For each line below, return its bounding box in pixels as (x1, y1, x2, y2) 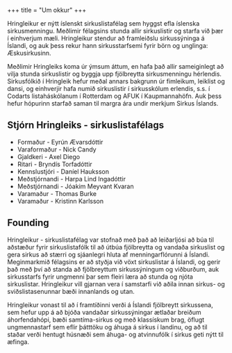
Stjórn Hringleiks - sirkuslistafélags (7, 120, 165, 131)
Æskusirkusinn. (7, 49, 51, 57)
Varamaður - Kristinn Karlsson (17, 197, 104, 205)
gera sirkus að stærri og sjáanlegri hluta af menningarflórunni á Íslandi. (7, 250, 210, 258)
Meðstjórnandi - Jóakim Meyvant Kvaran (17, 182, 134, 190)
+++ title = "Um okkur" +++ (7, 6, 87, 14)
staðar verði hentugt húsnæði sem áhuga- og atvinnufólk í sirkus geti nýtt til (7, 330, 224, 338)
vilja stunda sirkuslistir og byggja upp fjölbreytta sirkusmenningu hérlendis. (7, 69, 222, 78)
